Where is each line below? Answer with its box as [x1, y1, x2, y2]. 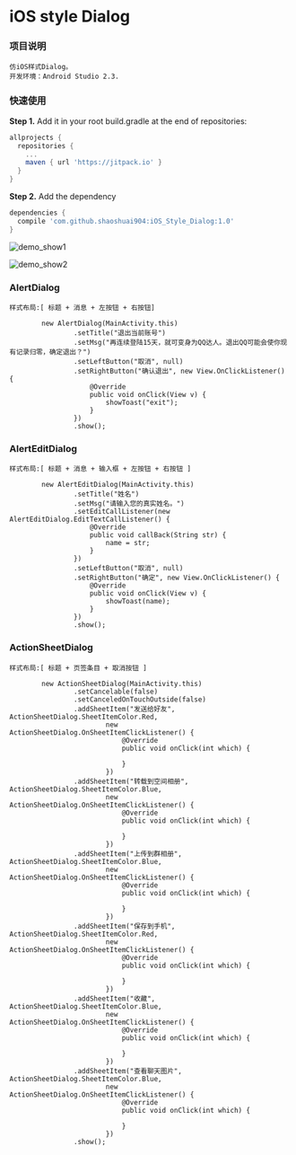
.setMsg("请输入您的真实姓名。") [73, 499, 186, 508]
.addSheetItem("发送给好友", [73, 704, 176, 713]
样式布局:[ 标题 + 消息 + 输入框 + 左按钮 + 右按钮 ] [9, 464, 191, 473]
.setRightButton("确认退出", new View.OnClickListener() [73, 366, 285, 375]
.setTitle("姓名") [73, 489, 140, 499]
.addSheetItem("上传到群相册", [73, 849, 182, 859]
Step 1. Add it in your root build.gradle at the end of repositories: [9, 115, 248, 127]
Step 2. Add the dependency [9, 191, 117, 202]
